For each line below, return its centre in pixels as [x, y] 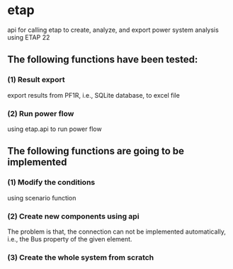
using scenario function [42, 198]
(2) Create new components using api [73, 216]
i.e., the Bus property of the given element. [70, 239]
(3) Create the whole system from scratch [81, 257]
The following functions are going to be [96, 151]
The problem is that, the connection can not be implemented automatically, [117, 231]
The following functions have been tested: [103, 60]
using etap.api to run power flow [55, 129]
